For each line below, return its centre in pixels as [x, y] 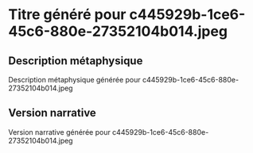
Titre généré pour [67, 15]
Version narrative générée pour [60, 132]
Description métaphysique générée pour [74, 80]
